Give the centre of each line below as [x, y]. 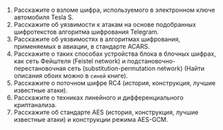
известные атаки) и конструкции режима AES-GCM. [91, 119]
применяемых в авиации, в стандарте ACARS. [81, 46]
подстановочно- [152, 61]
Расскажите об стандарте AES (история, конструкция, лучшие [106, 112]
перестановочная [40, 68]
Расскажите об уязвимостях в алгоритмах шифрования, [97, 39]
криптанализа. [35, 105]
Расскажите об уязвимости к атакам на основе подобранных [105, 24]
